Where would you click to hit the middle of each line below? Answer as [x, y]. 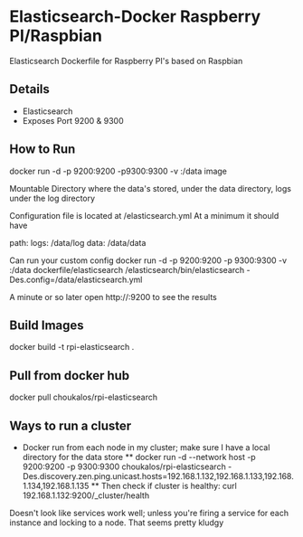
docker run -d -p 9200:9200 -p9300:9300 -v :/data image [118, 171]
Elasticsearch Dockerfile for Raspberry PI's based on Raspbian [126, 61]
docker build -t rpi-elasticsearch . [72, 347]
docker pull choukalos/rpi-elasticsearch [84, 397]
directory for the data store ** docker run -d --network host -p [139, 457]
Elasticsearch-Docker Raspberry [135, 17]
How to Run [43, 150]
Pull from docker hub [70, 376]
